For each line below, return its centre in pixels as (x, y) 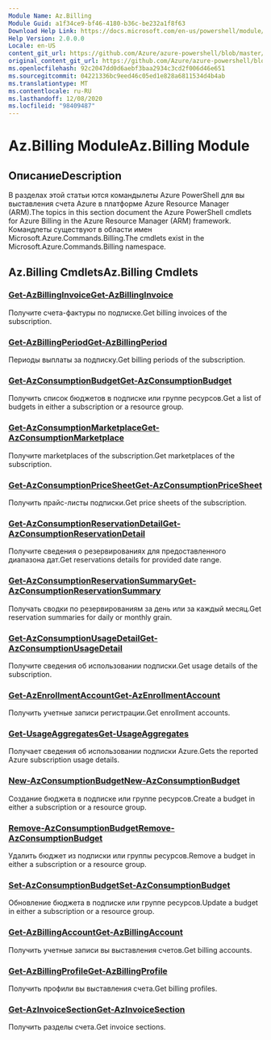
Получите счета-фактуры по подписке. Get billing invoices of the (118, 313)
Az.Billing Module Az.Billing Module (129, 146)
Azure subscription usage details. (64, 760)
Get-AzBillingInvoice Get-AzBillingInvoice (91, 295)
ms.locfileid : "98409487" (52, 106)
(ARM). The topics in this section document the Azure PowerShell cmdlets (130, 213)
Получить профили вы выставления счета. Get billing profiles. (113, 988)
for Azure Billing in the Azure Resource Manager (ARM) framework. (120, 221)
